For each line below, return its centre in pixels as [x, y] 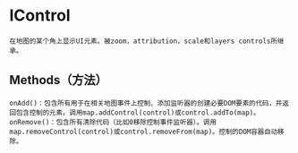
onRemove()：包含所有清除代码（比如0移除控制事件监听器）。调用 [113, 122]
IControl [40, 16]
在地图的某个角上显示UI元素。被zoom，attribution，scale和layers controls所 [143, 41]
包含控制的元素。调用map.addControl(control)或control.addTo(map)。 [138, 113]
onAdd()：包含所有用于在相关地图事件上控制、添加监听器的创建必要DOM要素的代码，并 [146, 103]
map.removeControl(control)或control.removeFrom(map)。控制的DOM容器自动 [144, 132]
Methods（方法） [58, 80]
